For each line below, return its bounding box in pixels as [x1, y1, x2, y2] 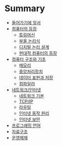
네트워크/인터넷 [11, 86, 41, 93]
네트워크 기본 [19, 93, 44, 99]
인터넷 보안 [19, 116, 40, 122]
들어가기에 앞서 [11, 20, 41, 25]
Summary [4, 3, 45, 14]
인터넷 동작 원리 [19, 110, 49, 116]
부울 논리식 [19, 38, 40, 44]
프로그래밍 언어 [11, 123, 41, 128]
